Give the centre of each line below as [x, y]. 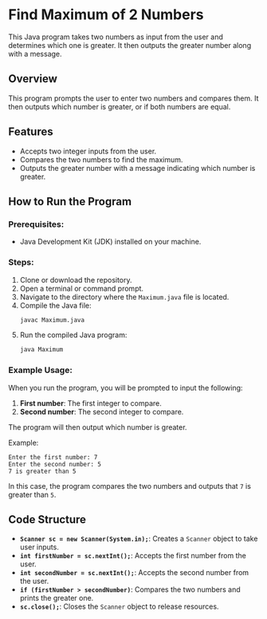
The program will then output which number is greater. [98, 427]
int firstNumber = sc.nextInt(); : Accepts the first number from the [133, 556]
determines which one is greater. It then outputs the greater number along [130, 45]
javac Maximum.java [52, 320]
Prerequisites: [36, 224]
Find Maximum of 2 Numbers [106, 15]
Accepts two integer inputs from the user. [88, 151]
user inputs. [39, 547]
